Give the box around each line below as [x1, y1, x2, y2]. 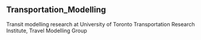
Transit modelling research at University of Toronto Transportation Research [6, 20, 195, 27]
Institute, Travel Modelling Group [6, 27, 87, 34]
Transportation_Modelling [6, 5, 107, 15]
